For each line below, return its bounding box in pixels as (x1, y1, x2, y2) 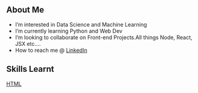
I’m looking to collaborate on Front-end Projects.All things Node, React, (15, 33, 193, 41)
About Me (6, 5, 44, 15)
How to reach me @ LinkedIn (15, 46, 88, 54)
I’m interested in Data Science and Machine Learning (15, 21, 147, 28)
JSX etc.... (15, 40, 41, 47)
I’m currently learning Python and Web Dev (15, 27, 123, 34)
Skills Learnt (6, 64, 54, 74)
